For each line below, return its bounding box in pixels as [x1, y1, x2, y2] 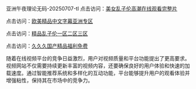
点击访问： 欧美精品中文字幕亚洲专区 [6, 18, 93, 25]
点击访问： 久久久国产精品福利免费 [6, 43, 88, 49]
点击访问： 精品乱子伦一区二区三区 [6, 30, 88, 37]
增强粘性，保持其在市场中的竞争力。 [6, 77, 93, 84]
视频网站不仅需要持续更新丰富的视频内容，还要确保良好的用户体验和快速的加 [6, 62, 190, 69]
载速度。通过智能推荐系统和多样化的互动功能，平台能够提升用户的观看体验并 [6, 70, 190, 76]
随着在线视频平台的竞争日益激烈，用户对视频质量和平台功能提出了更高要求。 [6, 55, 190, 61]
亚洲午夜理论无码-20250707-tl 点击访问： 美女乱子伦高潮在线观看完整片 [6, 5, 178, 12]
